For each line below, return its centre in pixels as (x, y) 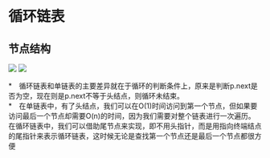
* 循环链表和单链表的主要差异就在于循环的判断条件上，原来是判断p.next (130, 86)
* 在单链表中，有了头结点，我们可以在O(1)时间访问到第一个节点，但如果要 (133, 106)
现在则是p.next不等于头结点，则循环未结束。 (110, 96)
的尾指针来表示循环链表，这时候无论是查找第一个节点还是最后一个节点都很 (131, 136)
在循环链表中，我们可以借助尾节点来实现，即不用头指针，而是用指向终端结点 (135, 126)
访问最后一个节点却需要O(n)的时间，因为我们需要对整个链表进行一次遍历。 (132, 116)
